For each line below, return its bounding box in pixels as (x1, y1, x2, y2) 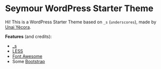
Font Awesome (12, 53, 43, 59)
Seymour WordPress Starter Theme (5, 3, 154, 14)
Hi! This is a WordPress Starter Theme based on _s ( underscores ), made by (5, 19, 157, 25)
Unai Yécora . (5, 24, 31, 30)
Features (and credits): (5, 34, 52, 39)
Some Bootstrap (12, 58, 45, 64)
